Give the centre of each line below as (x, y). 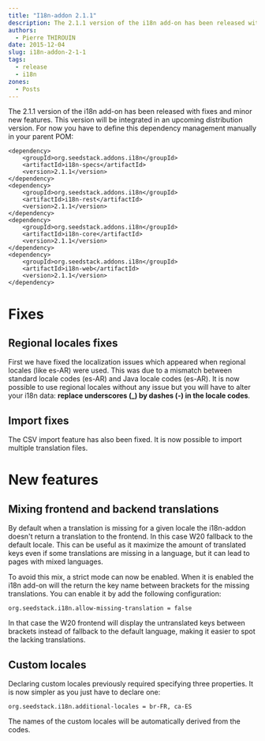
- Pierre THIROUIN (46, 38)
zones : (19, 81)
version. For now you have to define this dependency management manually (132, 128)
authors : (22, 30)
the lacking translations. (47, 640)
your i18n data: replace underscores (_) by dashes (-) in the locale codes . (129, 395)
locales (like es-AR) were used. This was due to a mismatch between (120, 370)
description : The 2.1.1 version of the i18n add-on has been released (127, 23)
